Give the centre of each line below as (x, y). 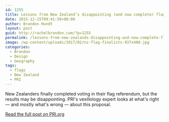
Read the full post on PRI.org (35, 114)
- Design (19, 56)
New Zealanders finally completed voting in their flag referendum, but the (81, 93)
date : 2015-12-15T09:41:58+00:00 (40, 19)
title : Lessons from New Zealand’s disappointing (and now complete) (80, 14)
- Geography (22, 61)
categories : (18, 47)
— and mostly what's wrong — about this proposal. (58, 104)
